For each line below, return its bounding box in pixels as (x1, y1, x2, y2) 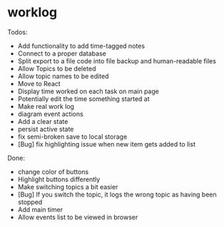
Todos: (7, 28, 28, 36)
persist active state (17, 125, 74, 133)
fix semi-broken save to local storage (17, 132, 128, 141)
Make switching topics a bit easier (17, 182, 118, 191)
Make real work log (17, 102, 75, 110)
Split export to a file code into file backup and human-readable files (17, 56, 216, 65)
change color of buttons (17, 167, 89, 176)
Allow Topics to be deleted (17, 64, 96, 73)
